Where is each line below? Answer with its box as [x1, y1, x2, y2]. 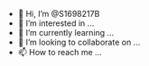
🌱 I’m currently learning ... [17, 28, 115, 37]
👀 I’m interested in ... [17, 18, 95, 29]
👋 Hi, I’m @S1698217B [17, 9, 100, 19]
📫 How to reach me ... [17, 47, 102, 57]
